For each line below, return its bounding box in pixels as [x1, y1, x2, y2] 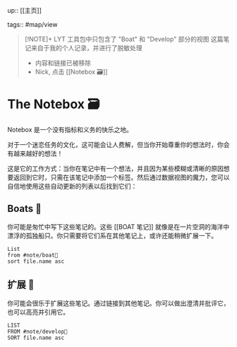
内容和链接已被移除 [35, 59, 92, 67]
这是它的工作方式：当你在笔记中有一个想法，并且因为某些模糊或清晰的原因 [7, 164, 224, 172]
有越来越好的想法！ [7, 149, 63, 158]
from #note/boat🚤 [7, 252, 59, 259]
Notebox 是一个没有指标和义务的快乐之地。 [7, 125, 133, 134]
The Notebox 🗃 [7, 96, 100, 112]
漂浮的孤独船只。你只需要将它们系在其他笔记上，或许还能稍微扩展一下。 [7, 231, 217, 240]
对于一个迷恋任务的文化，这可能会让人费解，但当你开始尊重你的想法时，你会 [7, 140, 230, 148]
